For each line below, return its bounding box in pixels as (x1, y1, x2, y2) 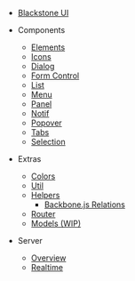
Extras (17, 154, 42, 164)
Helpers (30, 190, 60, 200)
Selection (30, 137, 66, 147)
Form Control (30, 70, 80, 81)
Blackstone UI (17, 8, 69, 18)
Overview (30, 253, 67, 263)
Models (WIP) (30, 218, 82, 229)
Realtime (30, 262, 64, 272)
